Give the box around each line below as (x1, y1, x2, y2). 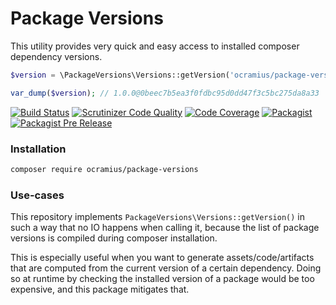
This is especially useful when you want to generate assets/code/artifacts (10, 252, 315, 264)
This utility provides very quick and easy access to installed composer (10, 40, 300, 52)
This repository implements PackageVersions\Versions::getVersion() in (10, 211, 306, 223)
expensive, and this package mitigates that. (10, 283, 190, 296)
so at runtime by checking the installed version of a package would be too (10, 273, 315, 285)
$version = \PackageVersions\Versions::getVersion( (10, 70, 230, 80)
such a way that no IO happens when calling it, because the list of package (10, 222, 320, 234)
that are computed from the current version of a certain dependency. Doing (10, 262, 322, 274)
